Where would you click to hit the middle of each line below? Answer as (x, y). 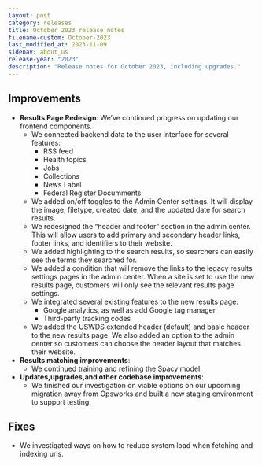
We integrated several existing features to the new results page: (135, 301)
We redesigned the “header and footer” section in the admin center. (141, 226)
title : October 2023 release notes (66, 30)
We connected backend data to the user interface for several (130, 134)
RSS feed (58, 151)
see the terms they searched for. (84, 260)
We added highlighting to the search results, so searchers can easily (142, 251)
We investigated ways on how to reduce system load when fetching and (136, 446)
